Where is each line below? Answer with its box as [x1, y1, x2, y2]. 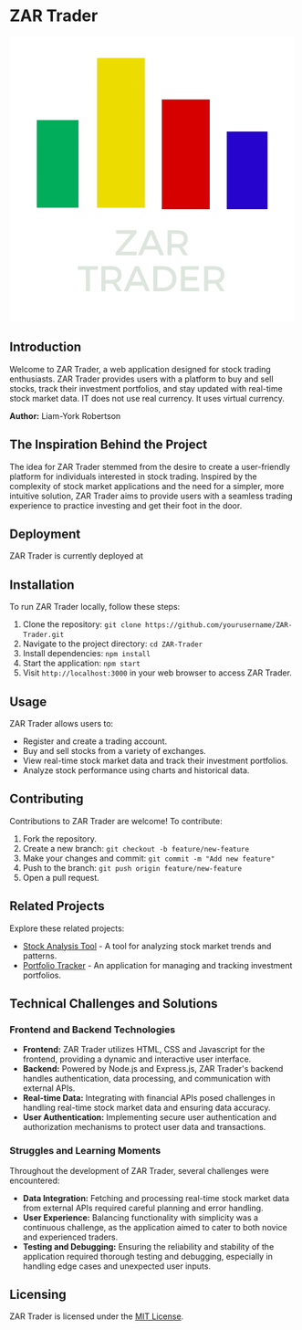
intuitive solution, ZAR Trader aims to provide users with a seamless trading [9, 490, 294, 501]
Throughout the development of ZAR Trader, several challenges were [9, 1165, 269, 1176]
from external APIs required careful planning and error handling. [22, 1202, 264, 1213]
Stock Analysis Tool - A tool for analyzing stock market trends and [22, 940, 272, 951]
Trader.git [22, 631, 65, 640]
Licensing [9, 1287, 67, 1302]
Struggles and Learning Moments [9, 1145, 161, 1157]
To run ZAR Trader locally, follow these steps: [9, 602, 181, 613]
